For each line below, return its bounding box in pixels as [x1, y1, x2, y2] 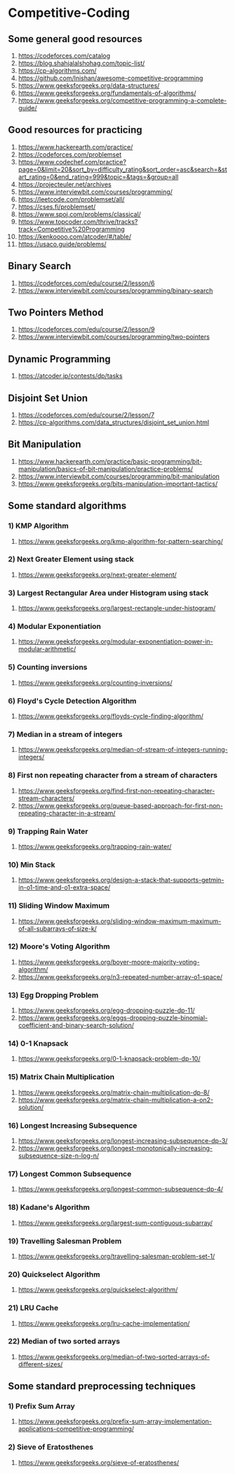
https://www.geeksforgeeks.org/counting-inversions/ [18, 678, 173, 686]
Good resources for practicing [8, 124, 142, 136]
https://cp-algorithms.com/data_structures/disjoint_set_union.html [18, 418, 210, 426]
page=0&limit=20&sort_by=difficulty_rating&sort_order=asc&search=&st [18, 165, 227, 174]
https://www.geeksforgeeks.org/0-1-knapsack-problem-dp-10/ [18, 1055, 201, 1063]
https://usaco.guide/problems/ [18, 240, 107, 248]
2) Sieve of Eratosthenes [8, 1442, 94, 1452]
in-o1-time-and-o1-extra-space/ [18, 883, 111, 892]
